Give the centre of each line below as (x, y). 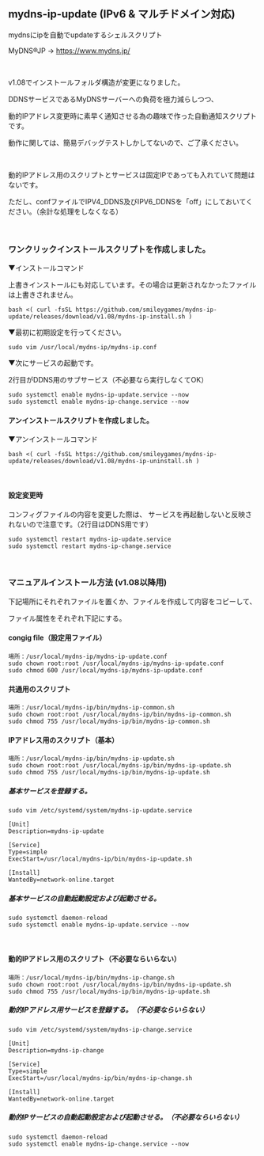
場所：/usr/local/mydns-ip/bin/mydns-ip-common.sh (92, 708)
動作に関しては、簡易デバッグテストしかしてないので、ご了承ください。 (126, 143)
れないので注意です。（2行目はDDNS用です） (80, 524)
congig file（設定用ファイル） (57, 638)
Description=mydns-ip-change (56, 1050)
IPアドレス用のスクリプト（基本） (64, 740)
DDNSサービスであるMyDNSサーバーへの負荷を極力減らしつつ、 (113, 99)
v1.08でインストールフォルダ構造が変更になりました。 (96, 82)
